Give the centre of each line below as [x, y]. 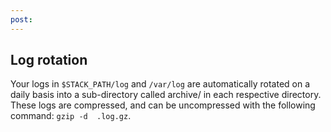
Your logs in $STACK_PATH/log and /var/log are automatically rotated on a [160, 84]
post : [21, 19]
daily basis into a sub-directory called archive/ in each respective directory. [166, 95]
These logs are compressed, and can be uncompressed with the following [163, 105]
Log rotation [49, 60]
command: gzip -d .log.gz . [71, 116]
